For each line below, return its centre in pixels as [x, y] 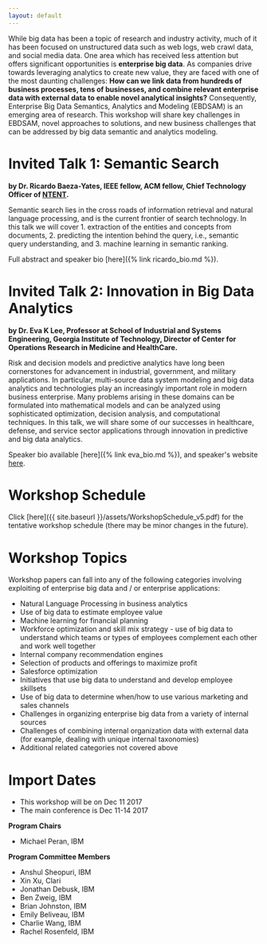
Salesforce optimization [59, 671]
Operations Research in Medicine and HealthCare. [93, 347]
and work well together [58, 646]
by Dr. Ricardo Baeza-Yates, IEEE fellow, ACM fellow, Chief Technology [128, 186]
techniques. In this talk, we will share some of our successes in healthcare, [131, 422]
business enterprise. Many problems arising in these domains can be [122, 396]
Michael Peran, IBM [52, 841]
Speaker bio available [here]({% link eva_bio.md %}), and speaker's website [133, 454]
